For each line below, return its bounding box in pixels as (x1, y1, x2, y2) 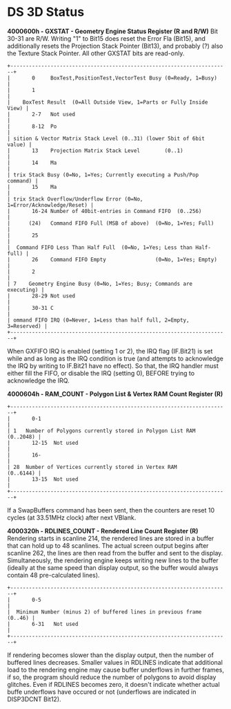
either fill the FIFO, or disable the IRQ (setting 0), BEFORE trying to (7, 369, 195, 377)
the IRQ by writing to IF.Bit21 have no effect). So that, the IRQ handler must (7, 361, 219, 370)
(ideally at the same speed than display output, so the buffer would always (7, 563, 219, 571)
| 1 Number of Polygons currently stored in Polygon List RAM (7, 427, 196, 434)
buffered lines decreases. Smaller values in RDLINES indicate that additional (7, 658, 223, 666)
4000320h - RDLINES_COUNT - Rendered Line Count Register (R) (7, 526, 199, 535)
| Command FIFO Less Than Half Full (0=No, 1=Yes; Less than (7, 243, 193, 251)
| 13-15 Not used (7, 475, 79, 483)
